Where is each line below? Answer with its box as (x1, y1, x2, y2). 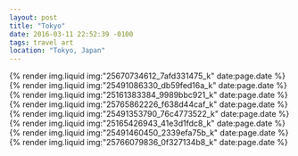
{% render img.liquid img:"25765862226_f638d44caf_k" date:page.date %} (9, 99, 288, 110)
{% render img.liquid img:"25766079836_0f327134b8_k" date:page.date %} (9, 137, 288, 148)
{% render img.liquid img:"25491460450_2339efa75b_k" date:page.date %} (9, 127, 289, 138)
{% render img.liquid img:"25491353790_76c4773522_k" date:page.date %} (9, 109, 290, 119)
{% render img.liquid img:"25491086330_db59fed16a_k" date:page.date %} (9, 80, 287, 91)
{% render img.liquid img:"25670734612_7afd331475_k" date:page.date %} (9, 70, 286, 81)
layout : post (9, 12, 58, 22)
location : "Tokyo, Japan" (9, 46, 105, 55)
